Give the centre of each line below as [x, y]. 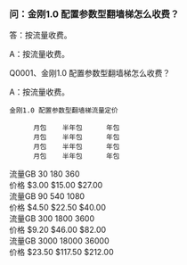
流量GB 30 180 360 [45, 174]
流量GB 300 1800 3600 [52, 219]
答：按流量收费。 [41, 35]
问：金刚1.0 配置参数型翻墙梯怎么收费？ [94, 13]
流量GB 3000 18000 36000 [59, 241]
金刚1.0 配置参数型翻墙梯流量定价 [64, 111]
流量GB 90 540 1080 [47, 196]
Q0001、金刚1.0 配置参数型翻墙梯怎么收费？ [90, 73]
